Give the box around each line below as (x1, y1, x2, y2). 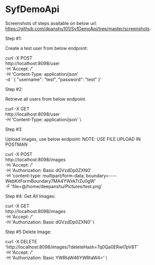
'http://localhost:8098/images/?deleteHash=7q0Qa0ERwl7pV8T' (5, 244, 138, 250)
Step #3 (5, 126, 22, 132)
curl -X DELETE (5, 238, 37, 244)
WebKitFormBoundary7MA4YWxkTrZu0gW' (5, 178, 96, 184)
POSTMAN (5, 141, 28, 147)
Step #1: (5, 35, 22, 41)
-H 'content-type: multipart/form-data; (5, 173, 85, 179)
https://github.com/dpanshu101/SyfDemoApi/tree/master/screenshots (5, 25, 150, 31)
